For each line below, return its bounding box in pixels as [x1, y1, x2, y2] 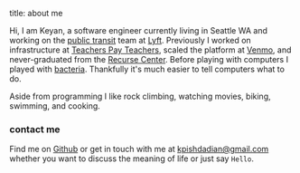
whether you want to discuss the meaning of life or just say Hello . [9, 153, 255, 164]
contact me [9, 122, 61, 135]
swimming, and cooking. [9, 101, 101, 111]
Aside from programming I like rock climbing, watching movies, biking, [9, 91, 271, 101]
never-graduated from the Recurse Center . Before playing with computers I [9, 54, 289, 64]
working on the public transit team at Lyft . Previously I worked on [9, 35, 251, 45]
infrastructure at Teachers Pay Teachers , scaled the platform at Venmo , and [9, 44, 292, 55]
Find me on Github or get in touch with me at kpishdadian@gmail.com [9, 144, 269, 155]
